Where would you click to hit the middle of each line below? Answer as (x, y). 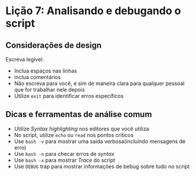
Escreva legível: (25, 59)
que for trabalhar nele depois (49, 89)
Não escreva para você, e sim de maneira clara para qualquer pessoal (99, 83)
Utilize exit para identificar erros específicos (69, 96)
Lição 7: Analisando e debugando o (93, 11)
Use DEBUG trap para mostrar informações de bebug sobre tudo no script (102, 166)
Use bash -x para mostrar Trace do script (65, 160)
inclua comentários (37, 77)
